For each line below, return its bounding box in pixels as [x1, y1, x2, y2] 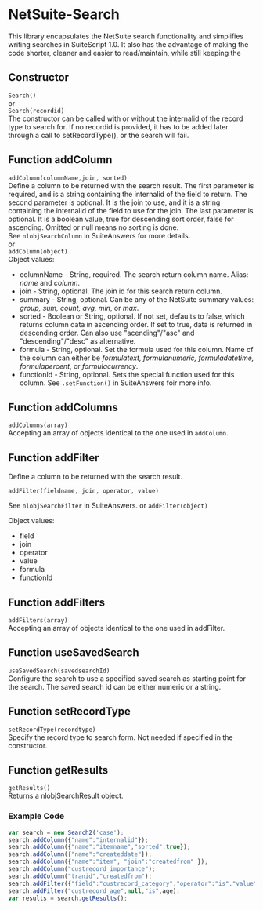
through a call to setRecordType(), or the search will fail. [8, 130, 189, 140]
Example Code [8, 810, 65, 821]
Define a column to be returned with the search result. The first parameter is [8, 180, 254, 190]
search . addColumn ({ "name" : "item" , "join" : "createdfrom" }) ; [8, 857, 209, 866]
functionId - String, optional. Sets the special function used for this [19, 369, 235, 379]
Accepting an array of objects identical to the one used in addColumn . [8, 428, 229, 438]
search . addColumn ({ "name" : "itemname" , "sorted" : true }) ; [8, 843, 191, 851]
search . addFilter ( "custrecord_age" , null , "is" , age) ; [8, 886, 180, 895]
